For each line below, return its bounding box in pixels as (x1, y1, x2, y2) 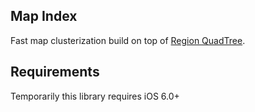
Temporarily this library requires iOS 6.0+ (10, 90, 180, 102)
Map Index (10, 8, 78, 25)
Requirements (10, 64, 100, 81)
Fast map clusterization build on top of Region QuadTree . (10, 34, 246, 46)
